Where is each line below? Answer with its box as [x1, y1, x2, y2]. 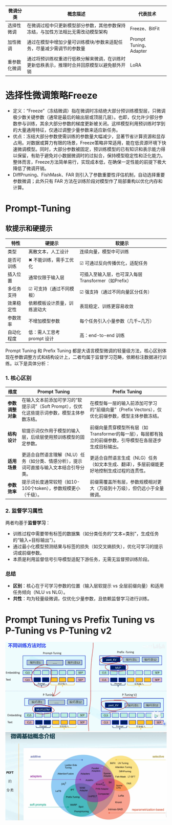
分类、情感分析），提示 [35, 458, 83, 464]
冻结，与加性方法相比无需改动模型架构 [27, 29, 108, 35]
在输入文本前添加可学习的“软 [21, 397, 82, 403]
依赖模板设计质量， [28, 300, 69, 306]
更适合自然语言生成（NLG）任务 [90, 454, 158, 461]
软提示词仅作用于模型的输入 [21, 427, 80, 433]
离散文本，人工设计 [28, 249, 69, 255]
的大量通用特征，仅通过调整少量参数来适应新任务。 [12, 126, 121, 133]
